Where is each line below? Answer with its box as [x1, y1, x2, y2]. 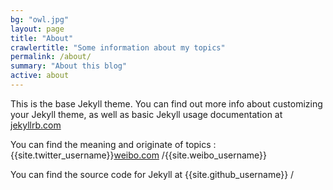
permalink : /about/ [10, 52, 92, 62]
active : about [10, 71, 70, 81]
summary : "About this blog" [10, 61, 128, 71]
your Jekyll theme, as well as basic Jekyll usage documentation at [10, 108, 283, 120]
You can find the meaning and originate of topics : [10, 138, 217, 150]
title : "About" [10, 33, 74, 43]
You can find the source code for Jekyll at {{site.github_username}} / [10, 168, 295, 180]
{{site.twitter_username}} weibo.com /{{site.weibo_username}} [10, 149, 268, 161]
